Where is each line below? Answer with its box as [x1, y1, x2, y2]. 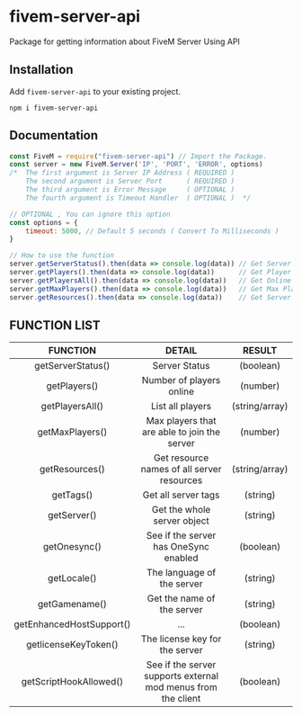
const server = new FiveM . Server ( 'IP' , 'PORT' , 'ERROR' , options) [9, 160, 263, 169]
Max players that [146, 415, 217, 427]
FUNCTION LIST [9, 318, 101, 333]
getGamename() [37, 598, 108, 611]
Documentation [9, 128, 99, 143]
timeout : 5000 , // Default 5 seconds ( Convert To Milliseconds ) [25, 227, 280, 236]
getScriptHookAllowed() [21, 676, 124, 688]
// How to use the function [9, 251, 115, 260]
